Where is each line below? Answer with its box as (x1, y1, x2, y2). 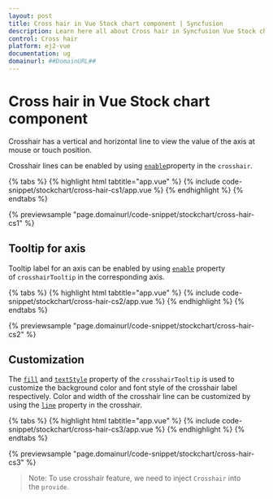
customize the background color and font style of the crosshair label (8, 383, 238, 393)
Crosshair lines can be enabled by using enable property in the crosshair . (8, 160, 253, 171)
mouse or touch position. (8, 145, 92, 154)
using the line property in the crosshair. (8, 400, 143, 410)
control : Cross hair (8, 34, 79, 43)
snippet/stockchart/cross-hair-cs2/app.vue (8, 296, 154, 306)
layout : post (8, 11, 53, 20)
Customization (8, 353, 85, 367)
